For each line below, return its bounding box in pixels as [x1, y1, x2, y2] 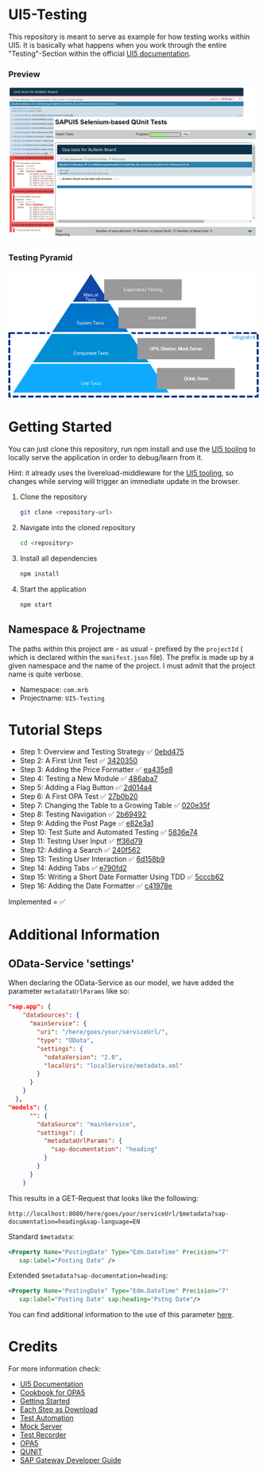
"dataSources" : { [22, 1011, 80, 1019]
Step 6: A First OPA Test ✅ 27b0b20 [19, 792, 138, 801]
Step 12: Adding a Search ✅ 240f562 [19, 845, 141, 855]
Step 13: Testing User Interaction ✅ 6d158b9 [19, 855, 165, 864]
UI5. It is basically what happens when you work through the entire [8, 40, 227, 49]
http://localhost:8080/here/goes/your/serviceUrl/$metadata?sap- [8, 1210, 229, 1218]
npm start [19, 600, 53, 609]
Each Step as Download [19, 1405, 98, 1414]
